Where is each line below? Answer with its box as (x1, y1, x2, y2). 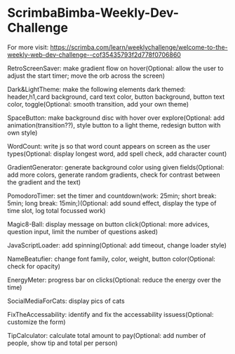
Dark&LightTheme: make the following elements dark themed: (7, 85, 186, 93)
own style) (7, 128, 38, 137)
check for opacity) (7, 261, 61, 271)
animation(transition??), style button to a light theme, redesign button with (7, 121, 221, 129)
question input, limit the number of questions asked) (7, 227, 159, 236)
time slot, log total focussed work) (7, 206, 106, 215)
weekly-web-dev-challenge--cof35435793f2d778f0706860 (7, 50, 181, 59)
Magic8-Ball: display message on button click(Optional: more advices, (7, 219, 210, 229)
